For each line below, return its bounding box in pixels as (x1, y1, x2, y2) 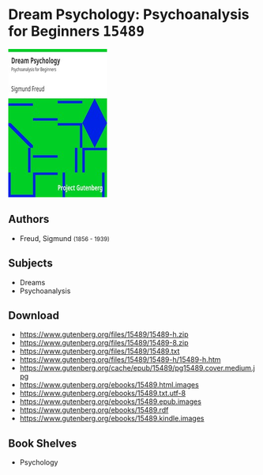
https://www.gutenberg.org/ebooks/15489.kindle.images (19, 413, 205, 424)
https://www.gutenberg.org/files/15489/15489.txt (19, 346, 180, 356)
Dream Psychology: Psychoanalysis (8, 6, 250, 24)
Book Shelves (8, 436, 77, 450)
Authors (8, 213, 50, 226)
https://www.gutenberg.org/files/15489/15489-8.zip (19, 338, 189, 348)
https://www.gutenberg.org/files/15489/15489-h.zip (19, 330, 189, 339)
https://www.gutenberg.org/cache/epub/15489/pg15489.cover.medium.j (19, 364, 255, 373)
